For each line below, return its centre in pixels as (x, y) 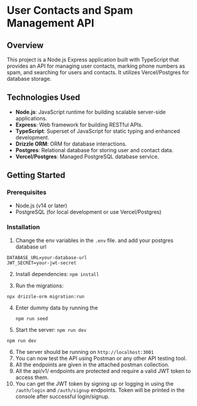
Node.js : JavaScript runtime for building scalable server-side (90, 112)
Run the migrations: (39, 286)
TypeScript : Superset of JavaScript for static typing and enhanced (98, 131)
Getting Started (36, 175)
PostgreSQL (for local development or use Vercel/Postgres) (88, 212)
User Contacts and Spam (70, 10)
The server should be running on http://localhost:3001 (84, 352)
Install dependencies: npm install (57, 274)
